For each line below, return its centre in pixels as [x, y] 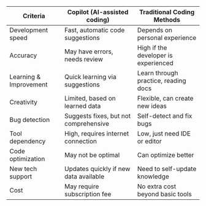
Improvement [29, 84]
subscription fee [88, 194]
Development [29, 30]
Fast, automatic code [94, 30]
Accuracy [23, 55]
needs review [83, 59]
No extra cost [157, 186]
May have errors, [89, 51]
